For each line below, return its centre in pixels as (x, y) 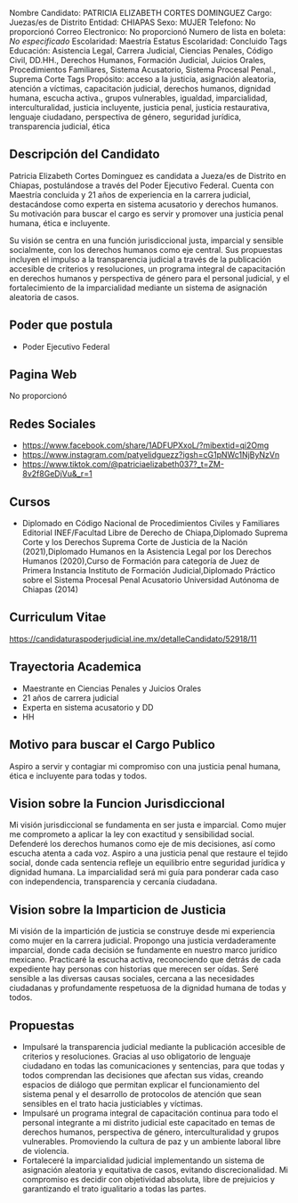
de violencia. (45, 1150)
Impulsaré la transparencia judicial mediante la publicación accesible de (154, 1046)
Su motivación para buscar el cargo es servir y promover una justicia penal (146, 214)
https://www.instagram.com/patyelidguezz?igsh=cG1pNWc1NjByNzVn (151, 455)
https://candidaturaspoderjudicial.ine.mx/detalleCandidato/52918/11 (133, 638)
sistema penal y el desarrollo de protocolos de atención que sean (142, 1093)
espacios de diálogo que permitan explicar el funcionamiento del (141, 1085)
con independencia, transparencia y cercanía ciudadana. (113, 882)
